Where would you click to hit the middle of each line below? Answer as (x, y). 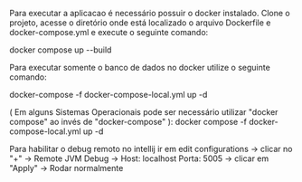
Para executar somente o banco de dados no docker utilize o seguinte (140, 67)
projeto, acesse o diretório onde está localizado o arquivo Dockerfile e (140, 23)
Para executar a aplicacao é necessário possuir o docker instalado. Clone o (150, 13)
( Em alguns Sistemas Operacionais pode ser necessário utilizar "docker (144, 112)
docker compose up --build (61, 50)
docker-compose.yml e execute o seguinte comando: (109, 32)
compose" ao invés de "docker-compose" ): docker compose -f (128, 122)
